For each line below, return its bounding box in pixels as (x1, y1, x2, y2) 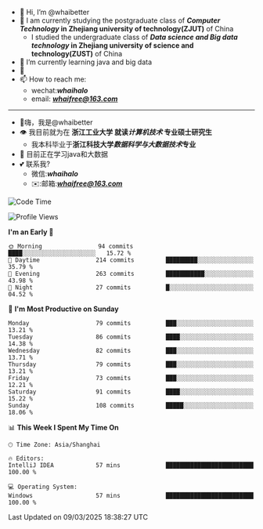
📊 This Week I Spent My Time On (8, 423, 119, 432)
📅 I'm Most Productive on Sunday (8, 304, 119, 313)
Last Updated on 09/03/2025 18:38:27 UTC (8, 513, 149, 521)
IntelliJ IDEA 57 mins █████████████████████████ (8, 462, 254, 469)
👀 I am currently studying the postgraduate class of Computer (19, 16, 221, 25)
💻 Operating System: (8, 483, 78, 491)
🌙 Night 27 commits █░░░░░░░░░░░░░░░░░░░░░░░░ (8, 284, 254, 292)
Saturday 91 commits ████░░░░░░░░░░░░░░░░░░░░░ (8, 388, 254, 396)
